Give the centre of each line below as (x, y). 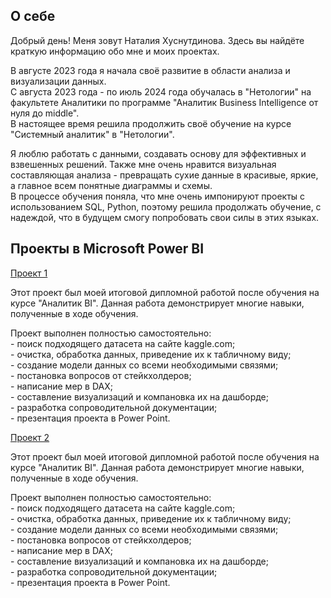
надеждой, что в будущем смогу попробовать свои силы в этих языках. (165, 217)
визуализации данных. (58, 81)
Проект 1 (29, 273)
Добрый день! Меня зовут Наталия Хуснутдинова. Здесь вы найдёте (157, 40)
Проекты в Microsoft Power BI (107, 249)
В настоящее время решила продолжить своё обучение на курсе (151, 123)
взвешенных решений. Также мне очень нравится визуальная (143, 164)
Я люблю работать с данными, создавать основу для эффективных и (158, 153)
